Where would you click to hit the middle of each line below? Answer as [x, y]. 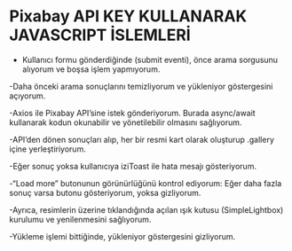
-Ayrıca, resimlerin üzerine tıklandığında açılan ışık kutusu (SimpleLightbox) [146, 209]
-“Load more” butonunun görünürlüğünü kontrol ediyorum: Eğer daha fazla [146, 183]
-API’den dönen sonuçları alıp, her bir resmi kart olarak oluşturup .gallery [142, 139]
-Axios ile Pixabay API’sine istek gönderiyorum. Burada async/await [132, 113]
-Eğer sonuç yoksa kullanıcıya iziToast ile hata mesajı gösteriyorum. [133, 166]
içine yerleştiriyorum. [47, 149]
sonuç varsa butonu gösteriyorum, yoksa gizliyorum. [105, 192]
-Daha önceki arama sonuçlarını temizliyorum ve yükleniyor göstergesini [141, 86]
